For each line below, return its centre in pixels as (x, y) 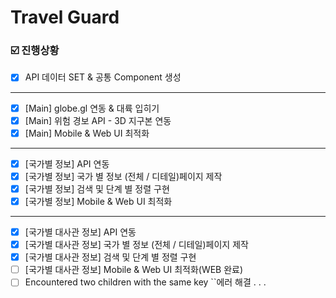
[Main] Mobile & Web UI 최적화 (87, 133)
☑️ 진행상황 (35, 51)
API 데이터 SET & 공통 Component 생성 (103, 77)
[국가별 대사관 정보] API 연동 (80, 232)
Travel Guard (65, 17)
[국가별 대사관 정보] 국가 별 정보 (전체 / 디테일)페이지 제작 (136, 245)
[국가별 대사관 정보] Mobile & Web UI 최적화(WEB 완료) (134, 270)
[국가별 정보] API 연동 (67, 163)
